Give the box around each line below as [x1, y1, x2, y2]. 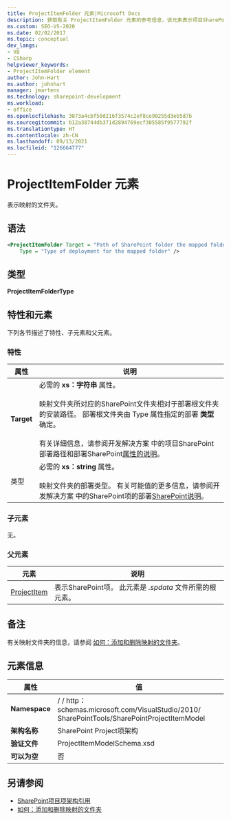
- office [7, 106, 32, 113]
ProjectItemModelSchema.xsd [57, 738, 155, 748]
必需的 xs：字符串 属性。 [38, 380, 120, 390]
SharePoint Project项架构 [57, 726, 139, 735]
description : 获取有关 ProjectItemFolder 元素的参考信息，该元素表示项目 [7, 17, 203, 23]
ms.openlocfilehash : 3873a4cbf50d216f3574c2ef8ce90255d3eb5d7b [7, 112, 192, 119]
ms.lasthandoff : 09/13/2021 [7, 139, 88, 145]
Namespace [10, 704, 52, 713]
